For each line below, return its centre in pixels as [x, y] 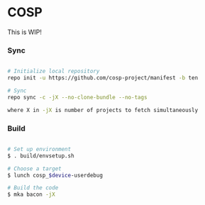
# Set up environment [39, 149]
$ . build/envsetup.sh [41, 156]
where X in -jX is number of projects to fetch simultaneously [103, 110]
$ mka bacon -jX [31, 195]
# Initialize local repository [54, 72]
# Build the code [33, 188]
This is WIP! [25, 32]
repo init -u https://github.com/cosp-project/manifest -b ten [103, 78]
